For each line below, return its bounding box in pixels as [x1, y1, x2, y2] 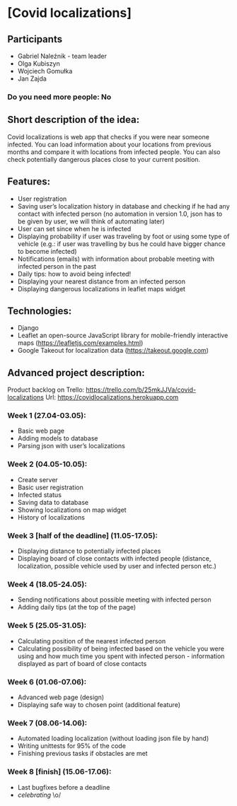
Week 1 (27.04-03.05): [7, 411, 86, 421]
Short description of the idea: [7, 114, 140, 126]
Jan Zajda [17, 74, 47, 83]
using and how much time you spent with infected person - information [17, 652, 225, 660]
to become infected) [17, 247, 77, 255]
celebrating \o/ [17, 790, 62, 799]
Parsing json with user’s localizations [17, 442, 125, 450]
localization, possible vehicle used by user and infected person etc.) [17, 562, 217, 571]
